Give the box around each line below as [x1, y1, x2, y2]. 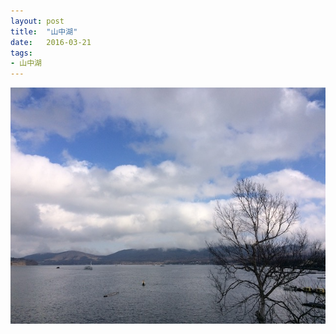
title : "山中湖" [10, 26, 78, 37]
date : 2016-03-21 [10, 37, 92, 47]
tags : [10, 48, 33, 58]
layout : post [10, 16, 65, 26]
